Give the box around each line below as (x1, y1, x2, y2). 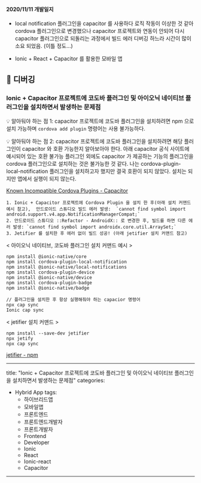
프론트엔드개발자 (23, 418, 63, 425)
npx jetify (6, 335, 33, 341)
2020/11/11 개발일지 (6, 5, 54, 13)
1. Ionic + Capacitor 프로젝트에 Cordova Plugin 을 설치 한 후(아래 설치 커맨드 (6, 199, 191, 206)
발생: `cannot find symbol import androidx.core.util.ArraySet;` (13, 224, 177, 230)
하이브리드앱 (23, 396, 53, 403)
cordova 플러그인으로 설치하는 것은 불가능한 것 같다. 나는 (6, 160, 139, 167)
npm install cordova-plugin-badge (6, 280, 93, 285)
